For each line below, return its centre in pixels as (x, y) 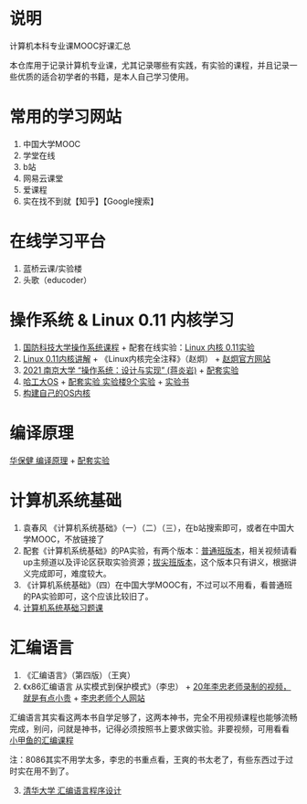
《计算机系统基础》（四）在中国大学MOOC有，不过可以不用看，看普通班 (158, 585)
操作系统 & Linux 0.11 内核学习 (122, 320)
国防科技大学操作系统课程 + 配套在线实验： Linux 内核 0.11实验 (138, 347)
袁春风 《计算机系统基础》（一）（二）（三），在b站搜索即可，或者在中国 (154, 527)
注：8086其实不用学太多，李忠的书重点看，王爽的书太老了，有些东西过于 (148, 759)
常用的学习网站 (66, 117)
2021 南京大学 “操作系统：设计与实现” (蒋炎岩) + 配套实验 (131, 370)
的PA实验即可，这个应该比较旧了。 (88, 596)
